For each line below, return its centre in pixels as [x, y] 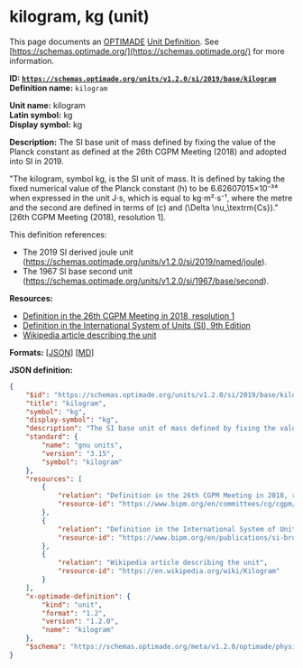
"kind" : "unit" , [72, 605]
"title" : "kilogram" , [66, 404]
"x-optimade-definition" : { [78, 596]
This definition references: [58, 234]
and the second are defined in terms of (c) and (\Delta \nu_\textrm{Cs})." [144, 207]
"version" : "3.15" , [78, 453]
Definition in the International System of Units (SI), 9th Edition [136, 325]
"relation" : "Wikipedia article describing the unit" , [163, 563]
